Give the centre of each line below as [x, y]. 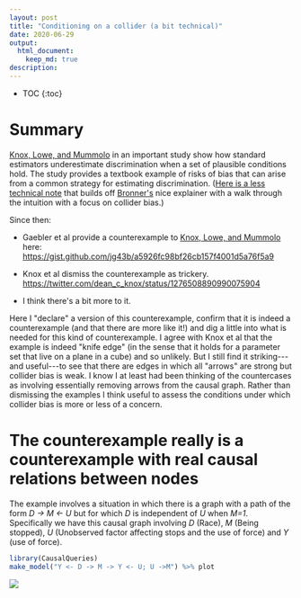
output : [24, 43]
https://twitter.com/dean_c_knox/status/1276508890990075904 [141, 283]
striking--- [270, 356]
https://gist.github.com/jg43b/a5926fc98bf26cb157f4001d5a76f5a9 [148, 256]
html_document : [46, 51]
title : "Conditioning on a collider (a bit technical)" [116, 26]
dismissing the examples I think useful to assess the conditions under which [150, 394]
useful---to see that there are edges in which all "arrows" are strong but [159, 366]
